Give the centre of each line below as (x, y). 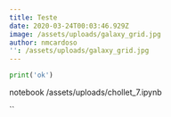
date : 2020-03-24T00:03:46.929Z (69, 26)
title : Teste (33, 17)
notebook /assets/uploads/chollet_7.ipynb (85, 92)
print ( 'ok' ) (31, 75)
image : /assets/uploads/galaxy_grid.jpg (85, 34)
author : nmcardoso (43, 42)
